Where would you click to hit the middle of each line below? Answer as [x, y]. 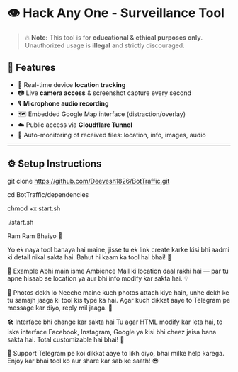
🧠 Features [32, 68]
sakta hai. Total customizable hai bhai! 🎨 [66, 339]
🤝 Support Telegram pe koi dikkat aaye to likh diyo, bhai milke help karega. [116, 353]
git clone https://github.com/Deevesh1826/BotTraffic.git [89, 181]
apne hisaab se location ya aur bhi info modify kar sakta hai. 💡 [98, 278]
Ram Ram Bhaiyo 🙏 [35, 236]
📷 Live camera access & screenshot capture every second [104, 93]
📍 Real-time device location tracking [72, 84]
